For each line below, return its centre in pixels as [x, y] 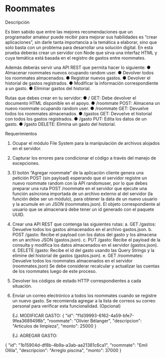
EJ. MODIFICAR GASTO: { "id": [43, 315]
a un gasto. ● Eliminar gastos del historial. [48, 88]
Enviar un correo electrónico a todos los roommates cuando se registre [84, 295]
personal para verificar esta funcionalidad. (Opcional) [66, 306]
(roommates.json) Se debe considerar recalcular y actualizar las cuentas [86, 266]
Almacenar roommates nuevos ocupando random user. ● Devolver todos [80, 72]
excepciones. [26, 163]
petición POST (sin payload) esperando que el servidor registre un [80, 178]
